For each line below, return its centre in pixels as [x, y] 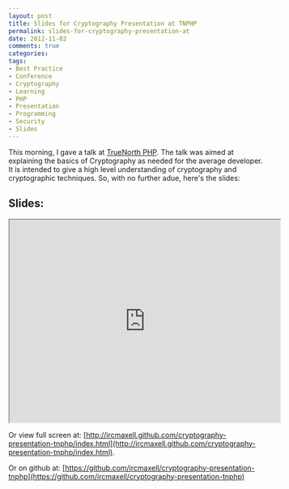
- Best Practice [36, 69]
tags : [17, 62]
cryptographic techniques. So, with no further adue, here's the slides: [124, 178]
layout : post [30, 16]
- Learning [27, 91]
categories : [28, 54]
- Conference [30, 76]
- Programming [32, 114]
